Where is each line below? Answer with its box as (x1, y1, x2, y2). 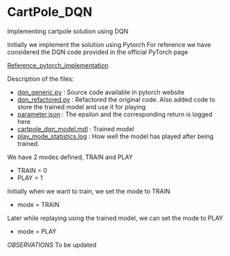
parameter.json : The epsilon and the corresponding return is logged (17, 110, 213, 118)
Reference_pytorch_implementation (7, 61, 109, 69)
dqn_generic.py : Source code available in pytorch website (17, 88, 185, 96)
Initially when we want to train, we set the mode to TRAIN (7, 187, 170, 195)
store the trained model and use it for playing (17, 102, 146, 111)
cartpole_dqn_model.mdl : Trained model (17, 125, 134, 133)
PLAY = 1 (17, 174, 43, 182)
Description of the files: (7, 74, 74, 83)
